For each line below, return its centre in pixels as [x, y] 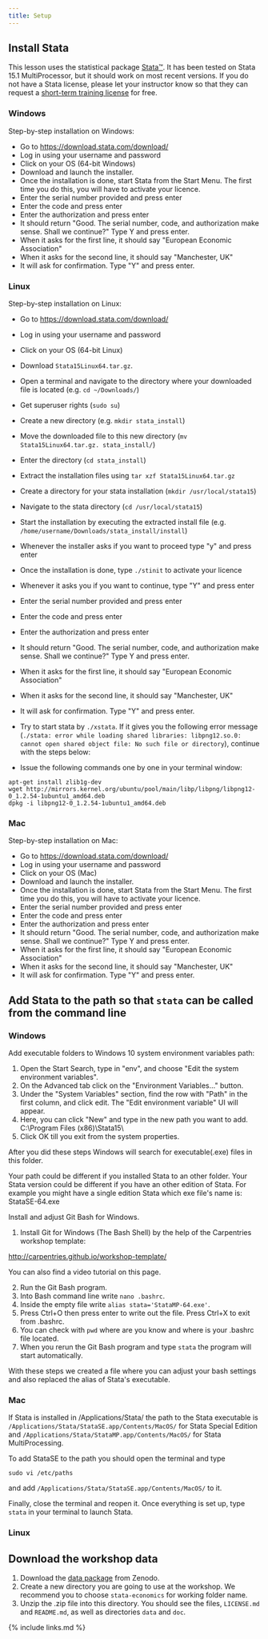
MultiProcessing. [36, 1443]
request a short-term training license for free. [83, 93]
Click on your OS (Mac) [58, 873]
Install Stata [39, 48]
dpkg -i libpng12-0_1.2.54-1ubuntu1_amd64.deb [87, 804]
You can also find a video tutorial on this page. [85, 1272]
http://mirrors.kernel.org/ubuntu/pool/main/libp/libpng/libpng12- [141, 790]
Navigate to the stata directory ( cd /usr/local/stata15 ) [111, 507]
